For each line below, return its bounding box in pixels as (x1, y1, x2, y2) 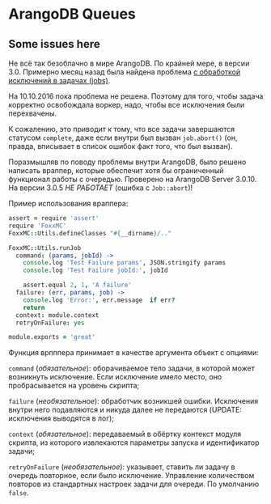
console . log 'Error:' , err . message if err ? (23, 296, 176, 304)
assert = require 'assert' (8, 214, 100, 222)
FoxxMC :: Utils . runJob (8, 244, 82, 252)
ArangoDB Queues (8, 5, 136, 23)
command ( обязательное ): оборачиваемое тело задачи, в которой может (8, 363, 255, 373)
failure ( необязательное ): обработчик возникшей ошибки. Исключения (8, 396, 259, 406)
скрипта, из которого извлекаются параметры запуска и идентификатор (8, 438, 260, 447)
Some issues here (8, 37, 100, 51)
